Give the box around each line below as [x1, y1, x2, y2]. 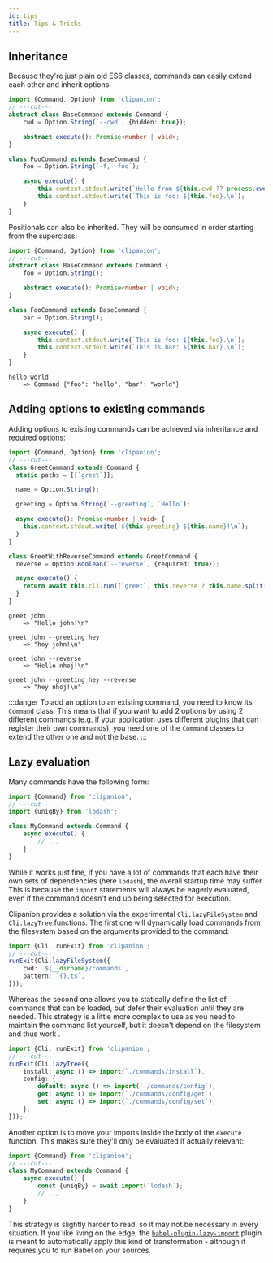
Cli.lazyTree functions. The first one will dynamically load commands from [8, 918, 262, 927]
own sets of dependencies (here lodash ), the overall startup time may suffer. [8, 875, 264, 886]
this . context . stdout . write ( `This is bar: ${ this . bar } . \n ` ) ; [37, 343, 245, 352]
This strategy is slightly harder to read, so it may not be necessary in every [8, 1219, 258, 1229]
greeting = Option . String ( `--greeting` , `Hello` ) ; [15, 501, 191, 509]
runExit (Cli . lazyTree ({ [8, 1060, 89, 1068]
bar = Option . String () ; [23, 314, 104, 322]
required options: [8, 432, 67, 442]
